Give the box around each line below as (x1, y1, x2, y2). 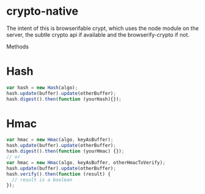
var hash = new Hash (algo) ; (6, 84, 78, 91)
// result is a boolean (12, 176, 72, 183)
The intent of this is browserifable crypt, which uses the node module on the (6, 24, 199, 32)
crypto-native (6, 4, 78, 18)
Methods (6, 43, 29, 50)
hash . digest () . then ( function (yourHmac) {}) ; (6, 148, 124, 154)
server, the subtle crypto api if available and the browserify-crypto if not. (6, 31, 190, 38)
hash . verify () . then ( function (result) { (6, 171, 111, 177)
